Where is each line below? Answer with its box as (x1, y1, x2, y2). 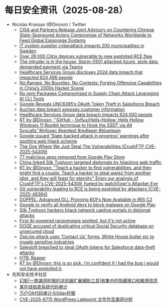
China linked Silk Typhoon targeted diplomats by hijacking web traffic (19, 159, 162, 165)
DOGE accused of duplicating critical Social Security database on (19, 223, 154, 229)
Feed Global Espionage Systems (19, 37, 86, 43)
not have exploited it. (19, 265, 63, 271)
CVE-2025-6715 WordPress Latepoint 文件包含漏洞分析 (19, 296, 133, 302)
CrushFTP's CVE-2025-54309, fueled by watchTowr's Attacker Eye (19, 180, 158, 186)
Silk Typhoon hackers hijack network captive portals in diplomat (19, 207, 151, 213)
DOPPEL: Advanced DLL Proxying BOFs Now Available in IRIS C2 (19, 196, 153, 202)
